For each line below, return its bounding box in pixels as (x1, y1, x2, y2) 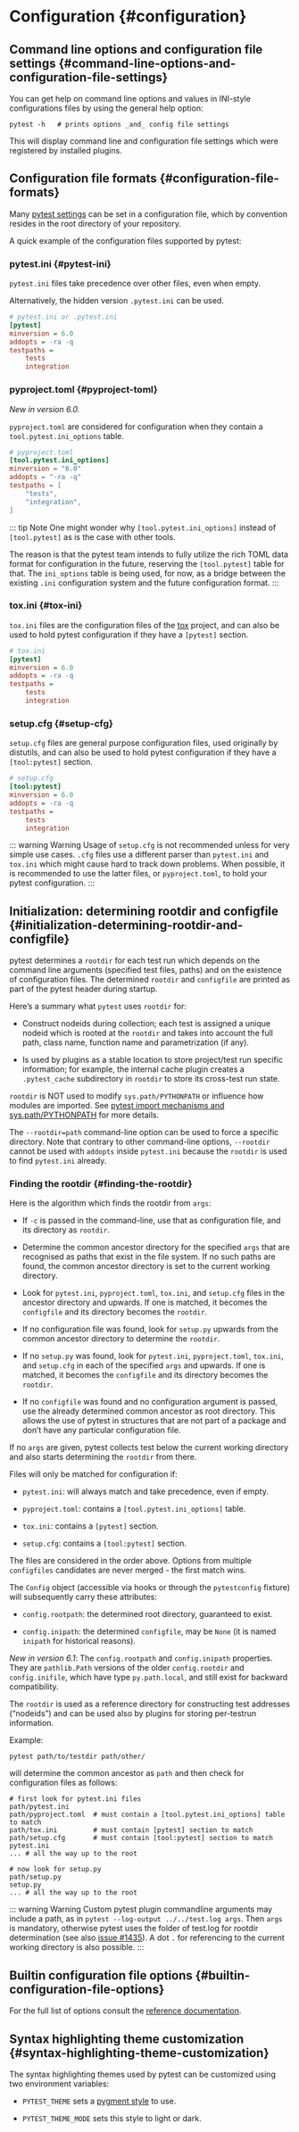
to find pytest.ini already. (9, 1156, 107, 1166)
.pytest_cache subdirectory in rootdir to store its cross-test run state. (21, 1074, 280, 1084)
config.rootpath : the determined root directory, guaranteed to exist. (21, 1609, 273, 1620)
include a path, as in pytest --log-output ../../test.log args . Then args (9, 1913, 283, 1924)
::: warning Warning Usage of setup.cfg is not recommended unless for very (9, 840, 290, 850)
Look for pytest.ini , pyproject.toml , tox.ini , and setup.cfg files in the (21, 1288, 286, 1298)
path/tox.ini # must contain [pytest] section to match (9, 1826, 253, 1835)
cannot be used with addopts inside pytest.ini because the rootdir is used (9, 1146, 287, 1157)
